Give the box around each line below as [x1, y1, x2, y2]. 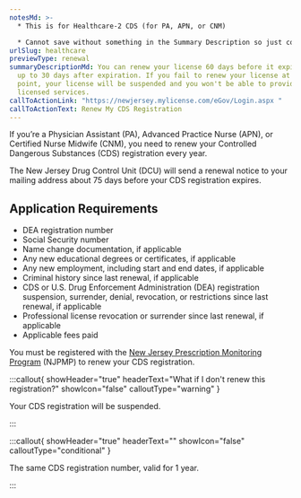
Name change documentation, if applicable [21, 244, 182, 255]
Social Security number [21, 234, 109, 245]
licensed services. [17, 87, 90, 97]
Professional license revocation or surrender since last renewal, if [21, 310, 264, 321]
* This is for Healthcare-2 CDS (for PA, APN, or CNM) [17, 22, 227, 31]
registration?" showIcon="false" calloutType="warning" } [9, 383, 220, 395]
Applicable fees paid [21, 329, 99, 341]
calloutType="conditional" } [9, 445, 111, 456]
